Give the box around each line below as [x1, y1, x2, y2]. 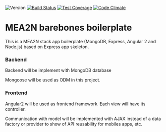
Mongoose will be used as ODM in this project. [5, 77, 101, 83]
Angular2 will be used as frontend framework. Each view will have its [5, 101, 146, 107]
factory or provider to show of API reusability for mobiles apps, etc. [5, 121, 143, 127]
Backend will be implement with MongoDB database [5, 67, 111, 73]
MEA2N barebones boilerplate [5, 22, 132, 33]
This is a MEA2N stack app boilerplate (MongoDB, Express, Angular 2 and [5, 38, 156, 44]
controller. [5, 106, 26, 112]
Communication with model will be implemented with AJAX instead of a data [5, 116, 161, 122]
